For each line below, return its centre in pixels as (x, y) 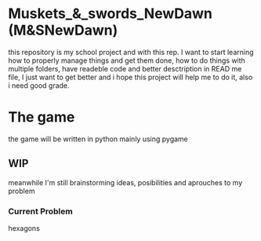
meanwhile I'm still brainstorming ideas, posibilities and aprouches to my (125, 182)
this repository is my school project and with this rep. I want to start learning (131, 52)
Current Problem (40, 211)
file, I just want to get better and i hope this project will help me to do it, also (130, 77)
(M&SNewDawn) (63, 30)
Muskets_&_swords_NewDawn (111, 14)
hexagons (24, 228)
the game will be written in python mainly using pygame (98, 139)
